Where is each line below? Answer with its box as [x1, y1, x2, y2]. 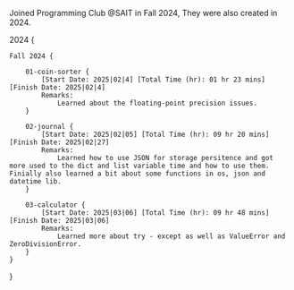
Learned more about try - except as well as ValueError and [56, 232, 286, 241]
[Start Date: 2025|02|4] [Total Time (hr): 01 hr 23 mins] [41, 75, 266, 84]
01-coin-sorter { [25, 67, 90, 76]
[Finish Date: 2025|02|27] [9, 138, 110, 147]
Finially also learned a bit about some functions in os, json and [9, 169, 266, 178]
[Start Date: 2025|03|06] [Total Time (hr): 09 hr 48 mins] [41, 209, 270, 217]
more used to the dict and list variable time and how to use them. [9, 161, 270, 170]
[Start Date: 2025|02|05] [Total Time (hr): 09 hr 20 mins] [41, 130, 270, 139]
